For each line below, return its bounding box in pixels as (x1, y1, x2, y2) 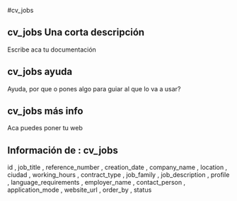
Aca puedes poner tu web (7, 124, 83, 132)
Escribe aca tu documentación (7, 45, 97, 54)
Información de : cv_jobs (7, 144, 118, 156)
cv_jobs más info (7, 105, 83, 117)
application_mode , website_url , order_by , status (7, 185, 152, 194)
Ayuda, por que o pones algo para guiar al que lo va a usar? (7, 84, 181, 93)
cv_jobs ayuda (7, 66, 73, 78)
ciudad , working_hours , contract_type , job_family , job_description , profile (7, 171, 230, 179)
